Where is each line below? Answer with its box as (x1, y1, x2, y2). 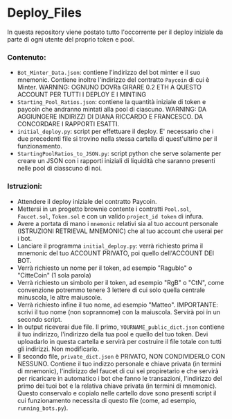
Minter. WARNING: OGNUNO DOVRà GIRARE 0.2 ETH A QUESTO (17, 83, 202, 92)
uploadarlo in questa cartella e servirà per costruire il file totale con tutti (17, 337, 222, 345)
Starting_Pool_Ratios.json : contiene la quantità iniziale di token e (17, 98, 206, 106)
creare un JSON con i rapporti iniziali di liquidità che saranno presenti (17, 157, 216, 165)
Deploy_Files (7, 5, 82, 21)
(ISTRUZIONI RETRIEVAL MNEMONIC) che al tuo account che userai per (17, 227, 224, 235)
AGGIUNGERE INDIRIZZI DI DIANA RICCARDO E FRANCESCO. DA (17, 112, 203, 121)
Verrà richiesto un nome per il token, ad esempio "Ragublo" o (17, 264, 193, 272)
